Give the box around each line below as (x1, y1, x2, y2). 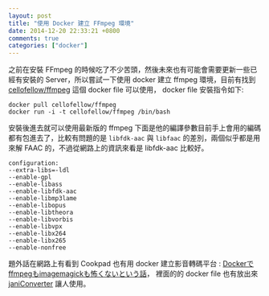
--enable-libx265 (8, 236, 67, 245)
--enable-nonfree (8, 244, 67, 252)
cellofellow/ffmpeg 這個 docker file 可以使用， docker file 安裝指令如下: (8, 85, 244, 95)
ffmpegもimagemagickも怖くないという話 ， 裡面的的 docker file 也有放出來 (8, 269, 259, 278)
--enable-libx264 (8, 230, 67, 238)
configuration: (8, 159, 59, 167)
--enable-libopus (8, 202, 67, 210)
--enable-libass (8, 180, 63, 189)
